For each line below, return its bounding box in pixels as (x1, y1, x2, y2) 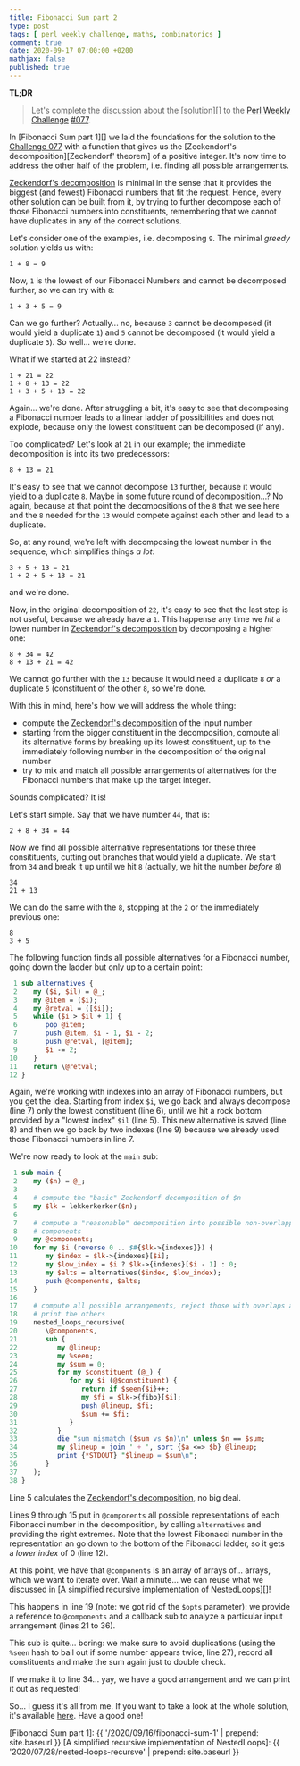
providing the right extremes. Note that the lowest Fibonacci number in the (9, 1528, 284, 1539)
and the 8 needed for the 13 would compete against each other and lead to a (9, 509, 290, 520)
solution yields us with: (9, 242, 94, 253)
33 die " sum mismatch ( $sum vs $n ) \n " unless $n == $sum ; (9, 1434, 266, 1443)
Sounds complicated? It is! (9, 792, 107, 803)
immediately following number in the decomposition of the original (21, 745, 266, 756)
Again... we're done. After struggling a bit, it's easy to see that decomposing (9, 402, 289, 413)
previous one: (9, 911, 60, 921)
